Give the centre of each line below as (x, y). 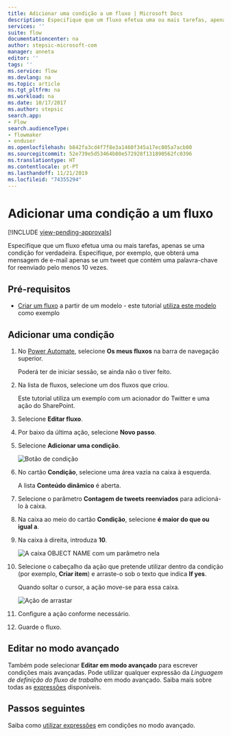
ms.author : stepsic (36, 109)
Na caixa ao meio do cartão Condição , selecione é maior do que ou (113, 519)
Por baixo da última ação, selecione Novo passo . (87, 432)
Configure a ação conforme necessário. (74, 613)
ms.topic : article (34, 84)
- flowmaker (25, 135)
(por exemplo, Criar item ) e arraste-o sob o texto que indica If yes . (112, 573)
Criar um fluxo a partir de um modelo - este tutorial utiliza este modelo (117, 306)
